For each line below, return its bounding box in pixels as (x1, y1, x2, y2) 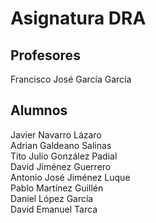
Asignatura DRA (10, 7, 147, 30)
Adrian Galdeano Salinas (10, 139, 112, 151)
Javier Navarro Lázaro (10, 128, 102, 141)
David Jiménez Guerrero (10, 160, 112, 172)
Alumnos (10, 102, 68, 119)
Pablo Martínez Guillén (10, 182, 104, 194)
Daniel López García (10, 192, 94, 204)
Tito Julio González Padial (10, 150, 118, 162)
